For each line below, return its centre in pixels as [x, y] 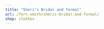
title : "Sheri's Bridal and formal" [43, 10]
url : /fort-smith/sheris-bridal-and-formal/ [52, 14]
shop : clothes [20, 19]
